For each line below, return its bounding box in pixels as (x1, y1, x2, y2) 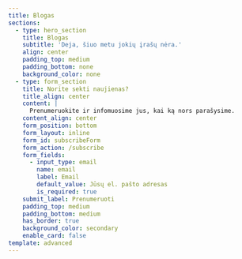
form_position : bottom (22, 122, 97, 129)
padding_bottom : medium (22, 210, 101, 218)
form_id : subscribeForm (22, 136, 101, 145)
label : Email (36, 173, 80, 182)
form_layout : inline (22, 129, 90, 137)
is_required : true (36, 187, 97, 196)
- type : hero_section (15, 26, 87, 34)
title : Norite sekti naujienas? (22, 84, 129, 93)
